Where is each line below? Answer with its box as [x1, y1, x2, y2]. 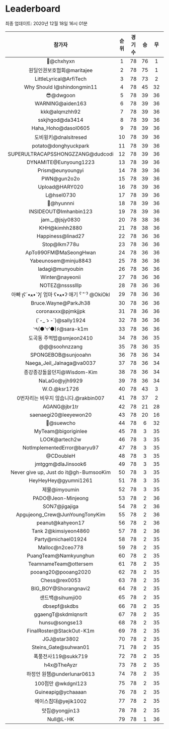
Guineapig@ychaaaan [34, 688, 87, 695]
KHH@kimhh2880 [39, 224, 82, 231]
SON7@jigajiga [42, 503, 79, 510]
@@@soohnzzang [38, 343, 83, 350]
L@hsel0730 [45, 191, 76, 199]
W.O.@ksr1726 [42, 385, 79, 392]
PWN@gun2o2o [41, 175, 80, 182]
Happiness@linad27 [36, 232, 85, 239]
